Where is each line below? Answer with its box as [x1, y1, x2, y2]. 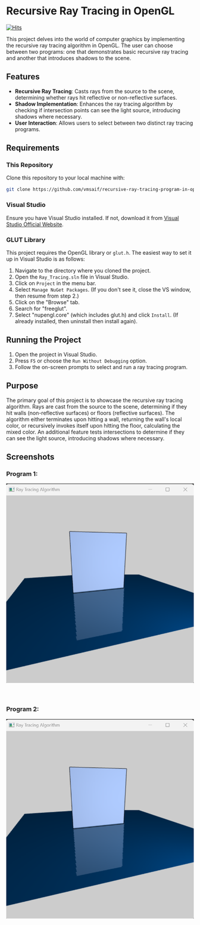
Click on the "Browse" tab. [14, 298, 80, 305]
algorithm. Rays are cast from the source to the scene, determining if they [6, 403, 187, 410]
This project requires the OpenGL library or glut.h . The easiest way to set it [6, 249, 192, 256]
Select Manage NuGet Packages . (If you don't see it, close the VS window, [14, 286, 192, 293]
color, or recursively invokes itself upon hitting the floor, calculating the [6, 422, 180, 429]
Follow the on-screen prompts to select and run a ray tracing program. [14, 363, 188, 370]
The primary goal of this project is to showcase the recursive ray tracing [6, 397, 183, 404]
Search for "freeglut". [14, 305, 67, 312]
